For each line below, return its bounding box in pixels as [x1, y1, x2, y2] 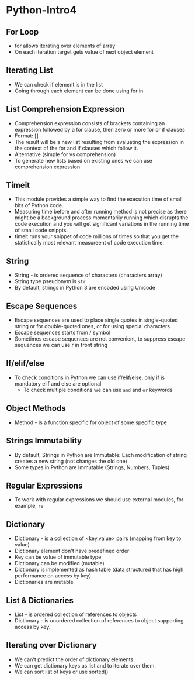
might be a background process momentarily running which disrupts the [14, 214, 189, 221]
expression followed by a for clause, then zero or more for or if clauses [14, 126, 185, 133]
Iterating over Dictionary [6, 640, 97, 650]
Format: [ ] [14, 132, 39, 139]
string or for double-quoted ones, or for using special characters [14, 323, 170, 330]
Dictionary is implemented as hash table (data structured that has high [14, 566, 184, 573]
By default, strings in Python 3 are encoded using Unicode [14, 284, 156, 291]
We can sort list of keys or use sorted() [14, 668, 109, 675]
